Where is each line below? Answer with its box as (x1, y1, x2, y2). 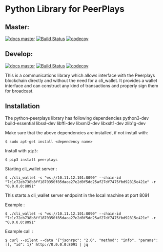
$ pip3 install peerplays (5, 157, 58, 162)
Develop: (5, 50, 33, 58)
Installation (5, 102, 40, 110)
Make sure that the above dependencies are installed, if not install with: (5, 129, 148, 135)
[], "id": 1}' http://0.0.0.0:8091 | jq (5, 242, 89, 247)
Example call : (5, 228, 33, 234)
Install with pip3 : (5, 147, 38, 153)
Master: (5, 23, 30, 31)
